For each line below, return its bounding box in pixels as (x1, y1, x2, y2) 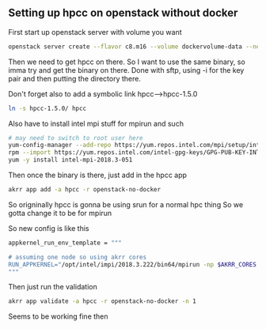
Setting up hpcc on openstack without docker (8, 6, 238, 20)
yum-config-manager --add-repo (8, 142, 112, 149)
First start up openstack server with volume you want (8, 27, 182, 36)
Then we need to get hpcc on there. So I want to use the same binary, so (8, 57, 245, 66)
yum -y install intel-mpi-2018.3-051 (8, 156, 133, 164)
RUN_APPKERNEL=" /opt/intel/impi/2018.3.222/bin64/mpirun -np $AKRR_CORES (8, 260, 257, 268)
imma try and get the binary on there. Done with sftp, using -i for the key (8, 65, 245, 74)
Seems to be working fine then (8, 312, 108, 321)
